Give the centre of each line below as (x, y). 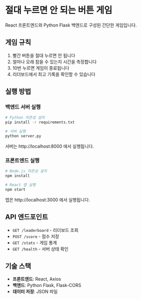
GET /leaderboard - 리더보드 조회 (45, 230)
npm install (17, 176)
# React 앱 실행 (20, 185)
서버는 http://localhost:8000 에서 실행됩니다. (49, 146)
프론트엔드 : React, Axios (37, 279)
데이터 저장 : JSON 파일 (35, 291)
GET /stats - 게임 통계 (35, 242)
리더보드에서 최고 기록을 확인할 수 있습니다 (54, 74)
